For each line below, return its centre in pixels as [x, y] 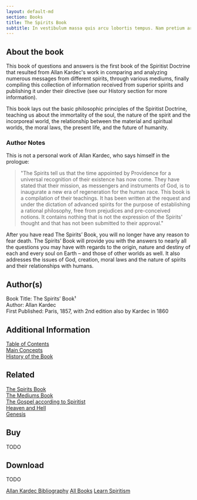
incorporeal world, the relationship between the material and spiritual [89, 121]
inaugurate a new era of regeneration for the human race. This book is [105, 192]
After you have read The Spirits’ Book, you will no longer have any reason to [98, 235]
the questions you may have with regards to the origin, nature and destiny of [98, 247]
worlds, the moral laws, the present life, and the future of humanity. [87, 128]
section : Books [25, 17]
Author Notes [26, 143]
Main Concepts [24, 350]
